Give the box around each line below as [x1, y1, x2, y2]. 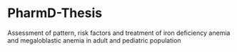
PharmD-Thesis [7, 5, 102, 21]
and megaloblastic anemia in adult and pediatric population [7, 36, 181, 44]
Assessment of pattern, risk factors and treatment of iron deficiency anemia [7, 28, 231, 37]
